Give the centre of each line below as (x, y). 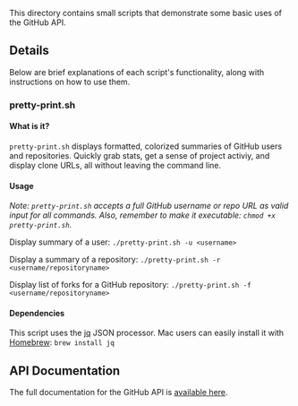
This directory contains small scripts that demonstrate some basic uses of (145, 13)
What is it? (30, 126)
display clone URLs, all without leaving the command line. (115, 165)
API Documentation (65, 371)
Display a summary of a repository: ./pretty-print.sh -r (115, 260)
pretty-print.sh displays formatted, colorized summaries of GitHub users (146, 146)
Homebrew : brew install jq (62, 342)
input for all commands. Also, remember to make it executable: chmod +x (142, 215)
